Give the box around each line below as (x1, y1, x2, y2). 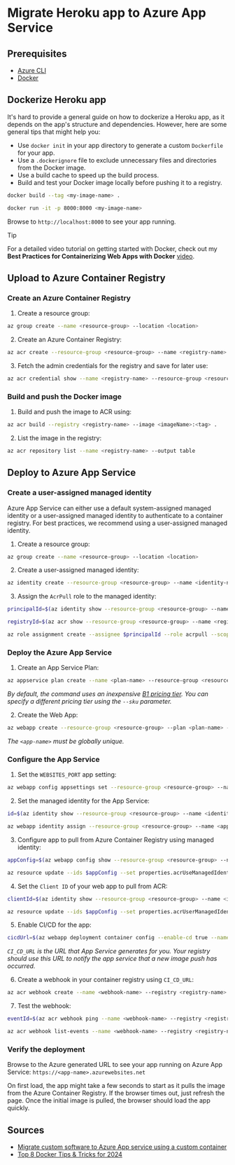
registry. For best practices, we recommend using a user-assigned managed (7, 519, 228, 527)
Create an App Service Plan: (17, 664, 99, 672)
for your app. (17, 149, 55, 157)
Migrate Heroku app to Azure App (7, 5, 206, 21)
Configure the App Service (7, 754, 100, 764)
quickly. (7, 1104, 30, 1112)
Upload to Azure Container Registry (7, 272, 166, 284)
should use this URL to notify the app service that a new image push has (7, 955, 218, 963)
